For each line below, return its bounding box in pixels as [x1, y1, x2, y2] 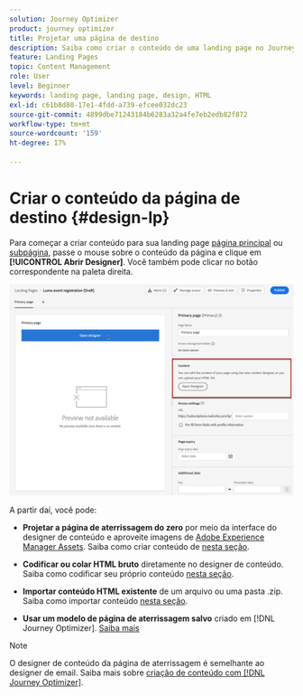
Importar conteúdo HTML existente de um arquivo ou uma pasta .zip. [22, 586, 284, 597]
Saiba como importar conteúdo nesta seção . [22, 596, 188, 607]
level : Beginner [9, 81, 70, 90]
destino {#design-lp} [9, 208, 170, 228]
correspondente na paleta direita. [9, 266, 133, 277]
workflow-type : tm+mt [9, 119, 91, 128]
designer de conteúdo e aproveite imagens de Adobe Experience [22, 531, 265, 542]
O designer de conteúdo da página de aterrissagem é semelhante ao [9, 658, 265, 669]
